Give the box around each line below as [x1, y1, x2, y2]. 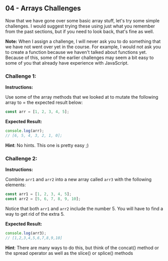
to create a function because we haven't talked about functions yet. [5, 49, 147, 55]
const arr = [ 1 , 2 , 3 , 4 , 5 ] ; [5, 109, 70, 114]
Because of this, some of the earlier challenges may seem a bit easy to [5, 54, 154, 61]
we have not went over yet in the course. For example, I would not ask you [5, 43, 161, 50]
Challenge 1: [5, 72, 37, 79]
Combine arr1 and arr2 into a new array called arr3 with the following [5, 177, 152, 183]
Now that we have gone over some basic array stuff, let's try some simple [5, 17, 160, 23]
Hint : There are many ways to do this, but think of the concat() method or [5, 244, 159, 251]
